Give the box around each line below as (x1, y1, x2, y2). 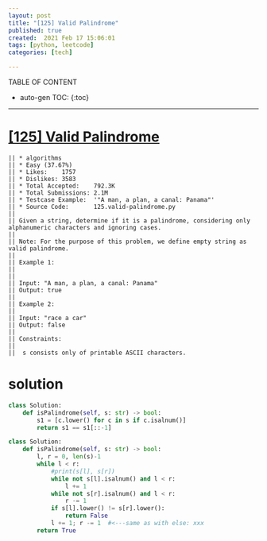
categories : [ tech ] (8, 48, 73, 56)
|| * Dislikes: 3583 (8, 175, 77, 183)
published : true (8, 26, 62, 34)
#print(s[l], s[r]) (50, 467, 115, 475)
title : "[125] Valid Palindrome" (8, 19, 119, 27)
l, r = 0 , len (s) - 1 (37, 453, 102, 461)
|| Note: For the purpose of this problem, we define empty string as (8, 238, 247, 245)
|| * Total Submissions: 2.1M (8, 188, 109, 197)
